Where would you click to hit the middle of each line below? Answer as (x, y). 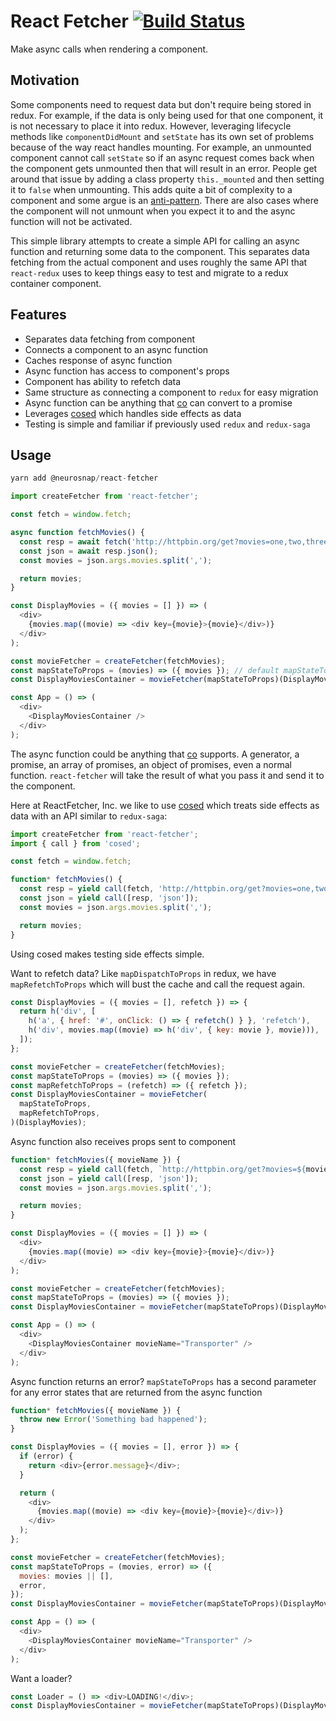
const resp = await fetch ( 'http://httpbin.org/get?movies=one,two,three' (176, 541)
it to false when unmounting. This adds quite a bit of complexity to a (151, 189)
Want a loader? (41, 1678)
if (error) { (46, 1456)
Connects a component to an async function (116, 349)
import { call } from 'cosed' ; (75, 843)
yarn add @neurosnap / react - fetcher (84, 478)
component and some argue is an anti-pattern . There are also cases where (164, 200)
